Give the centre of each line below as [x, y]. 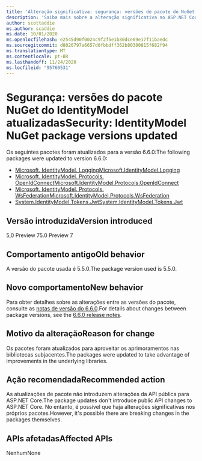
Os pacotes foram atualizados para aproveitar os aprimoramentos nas [93, 348]
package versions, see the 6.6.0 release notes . [64, 315]
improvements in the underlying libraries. [57, 361]
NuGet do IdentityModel [68, 110]
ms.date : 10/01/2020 [32, 34]
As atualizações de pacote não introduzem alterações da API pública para [98, 394]
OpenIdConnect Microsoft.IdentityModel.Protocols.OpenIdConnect [97, 183]
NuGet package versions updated [92, 135]
